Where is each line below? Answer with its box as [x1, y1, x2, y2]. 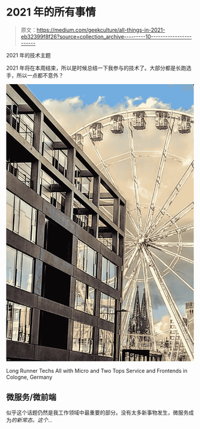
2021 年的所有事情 [6, 5, 96, 19]
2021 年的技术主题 [6, 51, 51, 58]
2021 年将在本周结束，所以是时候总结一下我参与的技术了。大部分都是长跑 [6, 64, 186, 72]
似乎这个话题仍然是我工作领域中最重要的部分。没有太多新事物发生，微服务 [6, 409, 189, 416]
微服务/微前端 [6, 392, 57, 402]
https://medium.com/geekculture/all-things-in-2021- [36, 26, 165, 33]
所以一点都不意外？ [16, 72, 64, 79]
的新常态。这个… [11, 416, 53, 424]
